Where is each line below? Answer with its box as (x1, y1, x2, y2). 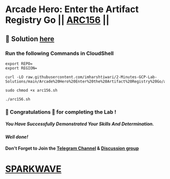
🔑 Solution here (5, 34, 55, 43)
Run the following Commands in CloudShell (5, 50, 114, 57)
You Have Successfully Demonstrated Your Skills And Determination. (5, 121, 154, 127)
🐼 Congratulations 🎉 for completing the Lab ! (5, 108, 116, 115)
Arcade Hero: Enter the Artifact (5, 4, 139, 15)
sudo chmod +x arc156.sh (5, 88, 58, 93)
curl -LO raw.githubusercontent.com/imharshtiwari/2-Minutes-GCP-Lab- (5, 75, 157, 80)
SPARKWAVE (5, 163, 62, 174)
